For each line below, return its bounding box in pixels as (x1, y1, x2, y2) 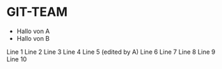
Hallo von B (16, 34, 50, 42)
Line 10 (6, 55, 27, 63)
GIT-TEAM (6, 4, 68, 20)
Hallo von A (16, 27, 50, 35)
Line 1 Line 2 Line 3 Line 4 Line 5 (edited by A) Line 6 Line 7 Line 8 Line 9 (6, 48, 216, 56)
